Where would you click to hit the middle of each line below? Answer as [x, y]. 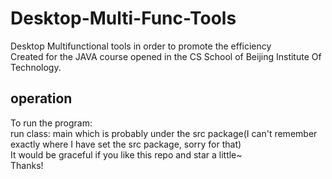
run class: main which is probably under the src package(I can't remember [164, 133]
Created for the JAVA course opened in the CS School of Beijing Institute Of [166, 56]
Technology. [36, 67]
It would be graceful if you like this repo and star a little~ [126, 154]
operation [41, 98]
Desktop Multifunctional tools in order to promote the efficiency [141, 46]
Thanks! [27, 165]
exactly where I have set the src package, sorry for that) [126, 144]
